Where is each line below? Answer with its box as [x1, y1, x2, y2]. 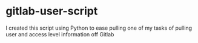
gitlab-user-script [5, 4, 98, 18]
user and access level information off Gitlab [5, 30, 114, 38]
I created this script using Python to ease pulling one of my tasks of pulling [5, 24, 192, 31]
